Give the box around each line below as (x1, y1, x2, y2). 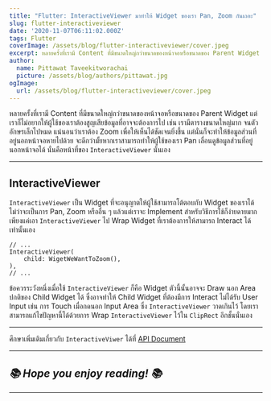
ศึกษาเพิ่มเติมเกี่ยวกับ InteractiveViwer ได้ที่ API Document (9, 334, 186, 344)
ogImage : (9, 79, 39, 87)
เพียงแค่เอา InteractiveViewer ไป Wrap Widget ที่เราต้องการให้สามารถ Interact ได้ (9, 216, 252, 225)
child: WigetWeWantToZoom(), (23, 255, 121, 263)
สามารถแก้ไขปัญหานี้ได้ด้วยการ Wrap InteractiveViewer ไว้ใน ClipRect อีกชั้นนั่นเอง (9, 311, 253, 320)
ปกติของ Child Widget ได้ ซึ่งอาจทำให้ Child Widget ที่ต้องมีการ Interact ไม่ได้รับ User (9, 292, 258, 302)
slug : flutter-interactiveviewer (9, 19, 121, 27)
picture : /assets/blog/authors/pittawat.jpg (16, 72, 168, 80)
